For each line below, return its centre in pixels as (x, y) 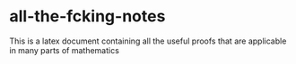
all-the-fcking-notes (87, 16)
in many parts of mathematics (64, 50)
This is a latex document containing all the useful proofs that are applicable (148, 41)
